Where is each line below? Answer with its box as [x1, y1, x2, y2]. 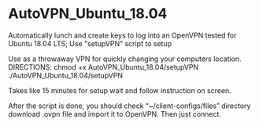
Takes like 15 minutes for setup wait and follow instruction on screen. [8, 85, 232, 95]
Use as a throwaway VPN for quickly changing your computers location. [8, 54, 242, 63]
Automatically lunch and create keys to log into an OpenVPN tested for [8, 31, 237, 40]
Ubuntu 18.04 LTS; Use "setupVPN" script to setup [8, 38, 172, 48]
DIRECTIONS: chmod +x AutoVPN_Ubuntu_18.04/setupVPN [8, 62, 199, 71]
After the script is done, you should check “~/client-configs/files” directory [8, 101, 251, 110]
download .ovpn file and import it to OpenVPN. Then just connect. [8, 109, 222, 118]
